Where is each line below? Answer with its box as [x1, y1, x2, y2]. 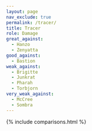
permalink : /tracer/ [6, 19, 57, 25]
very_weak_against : [6, 91, 54, 97]
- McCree [11, 96, 33, 102]
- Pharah [11, 80, 33, 86]
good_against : [6, 53, 41, 58]
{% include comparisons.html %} [6, 118, 87, 125]
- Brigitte [11, 69, 38, 75]
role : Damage [6, 31, 38, 37]
